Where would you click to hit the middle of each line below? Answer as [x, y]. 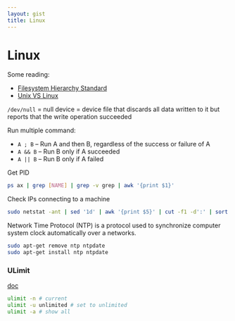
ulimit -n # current [38, 299]
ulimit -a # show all [39, 311]
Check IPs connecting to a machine [59, 199]
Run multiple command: [42, 130]
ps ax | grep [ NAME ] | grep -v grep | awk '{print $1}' [91, 186]
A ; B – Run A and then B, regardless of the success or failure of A [114, 144]
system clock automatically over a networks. [72, 233]
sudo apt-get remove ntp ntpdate [56, 246]
